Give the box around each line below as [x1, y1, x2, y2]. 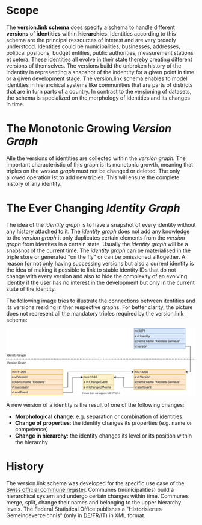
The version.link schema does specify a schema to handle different [6, 24, 176, 31]
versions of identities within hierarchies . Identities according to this [6, 30, 176, 37]
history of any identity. [6, 180, 62, 187]
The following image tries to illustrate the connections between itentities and [6, 297, 195, 304]
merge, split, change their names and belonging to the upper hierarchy [6, 498, 182, 506]
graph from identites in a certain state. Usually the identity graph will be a [6, 240, 188, 247]
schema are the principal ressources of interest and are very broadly [6, 36, 176, 43]
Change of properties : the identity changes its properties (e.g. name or [14, 419, 192, 426]
